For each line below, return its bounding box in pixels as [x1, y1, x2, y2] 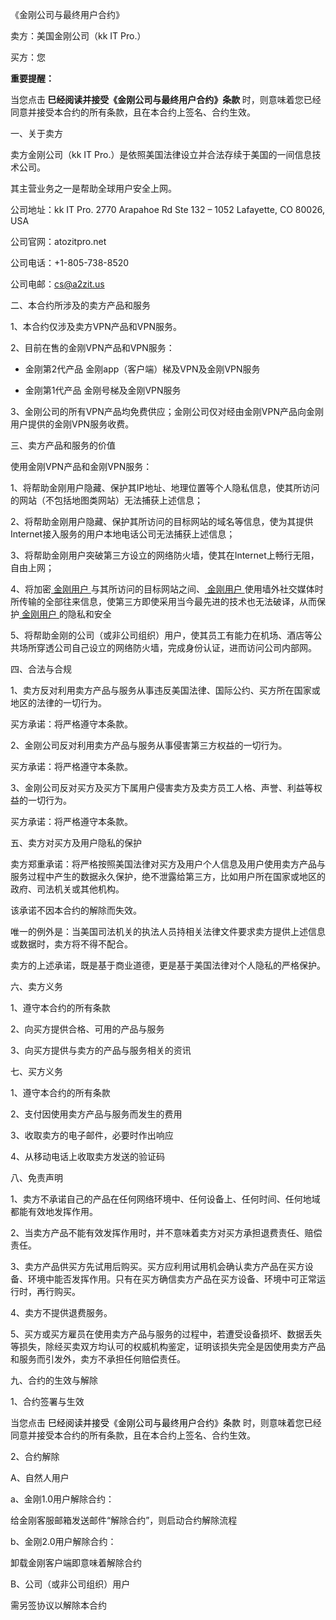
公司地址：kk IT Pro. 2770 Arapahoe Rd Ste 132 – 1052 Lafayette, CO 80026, [10, 204, 325, 215]
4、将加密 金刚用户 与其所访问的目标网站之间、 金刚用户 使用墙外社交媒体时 [10, 583, 324, 595]
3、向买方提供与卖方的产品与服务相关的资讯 [10, 1044, 192, 1056]
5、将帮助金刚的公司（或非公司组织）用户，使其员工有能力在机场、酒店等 [10, 629, 314, 641]
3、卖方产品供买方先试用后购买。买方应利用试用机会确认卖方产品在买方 [10, 1261, 305, 1272]
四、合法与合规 [10, 663, 72, 675]
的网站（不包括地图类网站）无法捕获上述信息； [10, 494, 203, 506]
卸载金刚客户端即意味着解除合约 [10, 1557, 142, 1568]
